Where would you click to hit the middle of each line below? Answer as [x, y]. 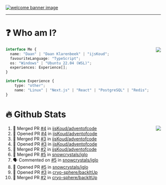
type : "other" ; [30, 86]
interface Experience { [30, 81]
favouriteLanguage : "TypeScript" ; [45, 58]
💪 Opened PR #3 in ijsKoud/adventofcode [55, 144]
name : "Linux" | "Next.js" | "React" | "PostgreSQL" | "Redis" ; [82, 90]
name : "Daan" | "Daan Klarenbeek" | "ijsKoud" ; [60, 54]
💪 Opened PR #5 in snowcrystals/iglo [50, 167]
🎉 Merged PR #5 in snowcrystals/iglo [50, 154]
